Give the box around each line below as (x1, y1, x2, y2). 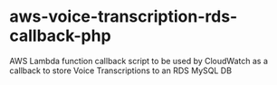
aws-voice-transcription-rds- (9, 6, 238, 27)
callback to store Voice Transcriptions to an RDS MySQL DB (9, 65, 233, 76)
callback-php (9, 25, 111, 46)
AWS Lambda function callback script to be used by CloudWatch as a (9, 55, 269, 66)
